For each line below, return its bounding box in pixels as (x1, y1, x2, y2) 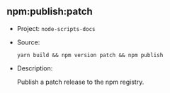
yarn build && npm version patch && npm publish (16, 51, 164, 58)
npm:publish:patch (6, 6, 93, 18)
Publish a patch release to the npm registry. (16, 77, 144, 86)
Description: (16, 63, 53, 73)
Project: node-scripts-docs (16, 24, 96, 32)
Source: (16, 38, 40, 46)
